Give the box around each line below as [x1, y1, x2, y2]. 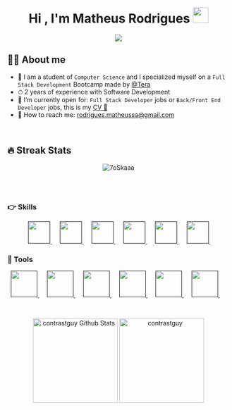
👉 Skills [7, 202, 37, 212]
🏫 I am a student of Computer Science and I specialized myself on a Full [17, 73, 226, 81]
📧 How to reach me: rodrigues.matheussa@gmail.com [17, 110, 175, 119]
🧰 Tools [7, 254, 33, 264]
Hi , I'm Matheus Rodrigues [28, 11, 190, 27]
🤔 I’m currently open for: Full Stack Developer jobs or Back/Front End [17, 95, 221, 104]
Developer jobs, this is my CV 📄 [17, 103, 108, 111]
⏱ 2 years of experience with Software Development [17, 87, 171, 96]
